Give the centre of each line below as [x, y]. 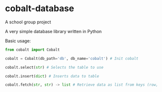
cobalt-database [40, 9]
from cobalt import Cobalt [32, 50]
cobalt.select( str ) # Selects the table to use [54, 67]
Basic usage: [18, 41]
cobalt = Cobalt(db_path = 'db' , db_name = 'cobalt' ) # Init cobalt [72, 58]
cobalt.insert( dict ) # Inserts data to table [52, 76]
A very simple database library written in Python [53, 31]
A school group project [28, 22]
